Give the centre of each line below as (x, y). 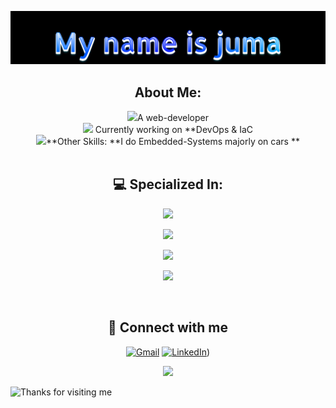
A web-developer (173, 117)
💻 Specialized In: (168, 184)
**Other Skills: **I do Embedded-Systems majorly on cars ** (173, 141)
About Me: (168, 92)
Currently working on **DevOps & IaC (174, 129)
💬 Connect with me (168, 327)
